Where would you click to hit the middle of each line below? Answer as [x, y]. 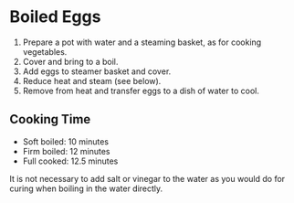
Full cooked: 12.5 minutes [70, 161]
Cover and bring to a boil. [70, 61]
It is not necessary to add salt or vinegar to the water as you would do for [147, 178]
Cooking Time [50, 119]
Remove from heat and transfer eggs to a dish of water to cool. [141, 91]
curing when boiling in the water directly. [86, 188]
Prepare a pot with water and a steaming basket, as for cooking [142, 42]
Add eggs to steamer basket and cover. [97, 71]
